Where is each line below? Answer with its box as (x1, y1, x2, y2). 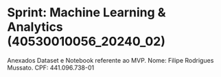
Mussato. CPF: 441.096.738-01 (7, 63, 95, 72)
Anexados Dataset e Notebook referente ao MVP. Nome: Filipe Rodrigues (7, 56, 214, 64)
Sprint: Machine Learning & (7, 5, 166, 20)
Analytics (7, 19, 63, 35)
